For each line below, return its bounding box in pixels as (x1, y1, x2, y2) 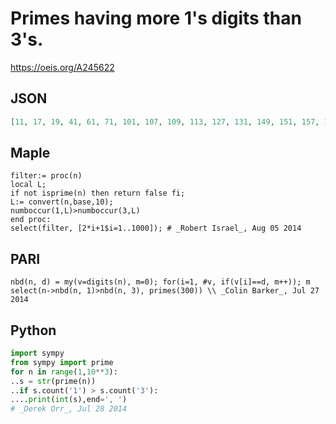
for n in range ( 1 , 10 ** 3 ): (10, 367, 118, 377)
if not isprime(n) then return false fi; (10, 188, 186, 199)
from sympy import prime (10, 357, 114, 367)
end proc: (10, 215, 52, 225)
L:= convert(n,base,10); (10, 197, 114, 207)
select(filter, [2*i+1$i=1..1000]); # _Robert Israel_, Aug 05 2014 (10, 223, 302, 234)
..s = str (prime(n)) (10, 376, 97, 386)
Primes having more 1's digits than (10, 7, 302, 30)
